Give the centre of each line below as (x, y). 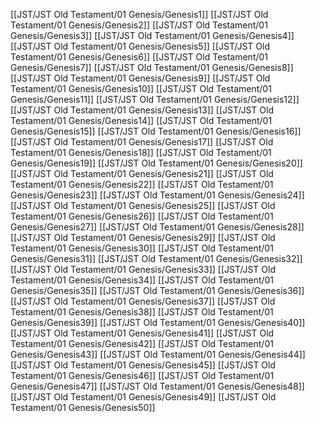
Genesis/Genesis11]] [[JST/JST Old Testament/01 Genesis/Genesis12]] (155, 99)
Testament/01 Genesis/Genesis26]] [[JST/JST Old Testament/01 (142, 216)
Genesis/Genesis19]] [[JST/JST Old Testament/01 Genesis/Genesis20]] (156, 163)
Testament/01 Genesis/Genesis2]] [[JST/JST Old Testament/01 (139, 25)
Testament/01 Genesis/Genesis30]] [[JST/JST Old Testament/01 (142, 248)
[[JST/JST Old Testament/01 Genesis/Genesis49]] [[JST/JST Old (143, 397)
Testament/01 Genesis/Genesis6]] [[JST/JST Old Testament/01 (139, 57)
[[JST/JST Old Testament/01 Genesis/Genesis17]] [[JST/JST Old (142, 142)
